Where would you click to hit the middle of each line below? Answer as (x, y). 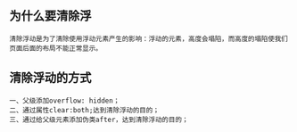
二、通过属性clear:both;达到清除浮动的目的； (84, 110)
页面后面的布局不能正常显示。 (56, 48)
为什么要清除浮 (50, 16)
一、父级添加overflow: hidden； (65, 101)
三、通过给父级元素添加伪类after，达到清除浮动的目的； (99, 120)
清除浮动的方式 (50, 78)
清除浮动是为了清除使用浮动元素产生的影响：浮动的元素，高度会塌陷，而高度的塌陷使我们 (148, 38)
